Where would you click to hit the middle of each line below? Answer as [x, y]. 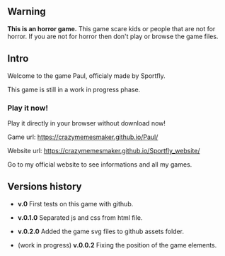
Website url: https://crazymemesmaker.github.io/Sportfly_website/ [104, 150]
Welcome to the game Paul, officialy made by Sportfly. [86, 76]
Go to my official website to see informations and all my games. [100, 164]
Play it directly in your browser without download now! [87, 123]
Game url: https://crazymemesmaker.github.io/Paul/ [83, 137]
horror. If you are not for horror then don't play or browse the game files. [113, 36]
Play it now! [28, 108]
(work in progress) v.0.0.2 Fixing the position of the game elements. [117, 245]
